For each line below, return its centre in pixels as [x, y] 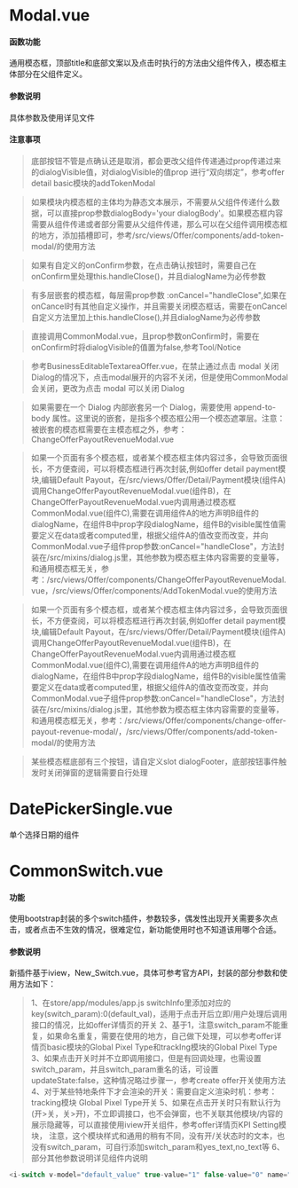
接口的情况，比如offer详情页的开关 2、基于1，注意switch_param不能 [156, 1025]
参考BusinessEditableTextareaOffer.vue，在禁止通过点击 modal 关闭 [155, 366]
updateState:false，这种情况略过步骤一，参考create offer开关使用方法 [158, 1081]
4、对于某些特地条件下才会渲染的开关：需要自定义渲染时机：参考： [154, 1091]
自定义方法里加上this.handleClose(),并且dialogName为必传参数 [145, 317]
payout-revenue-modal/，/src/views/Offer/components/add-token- [154, 731]
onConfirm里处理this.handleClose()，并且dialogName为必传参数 [148, 276]
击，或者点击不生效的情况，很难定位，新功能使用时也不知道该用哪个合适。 [145, 930]
